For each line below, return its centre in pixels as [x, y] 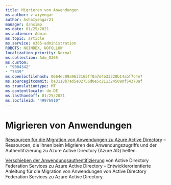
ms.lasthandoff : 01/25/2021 [35, 96]
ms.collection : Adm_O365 [32, 57]
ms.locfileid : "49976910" [33, 100]
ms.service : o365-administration [41, 43]
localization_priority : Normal [39, 53]
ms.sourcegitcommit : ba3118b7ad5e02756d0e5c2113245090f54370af [74, 81]
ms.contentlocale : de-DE [32, 91]
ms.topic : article [25, 39]
